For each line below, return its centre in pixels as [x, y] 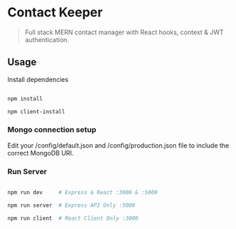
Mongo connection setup [52, 130]
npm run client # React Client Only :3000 [73, 218]
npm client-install [36, 111]
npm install [25, 98]
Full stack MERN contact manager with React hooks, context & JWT [124, 32]
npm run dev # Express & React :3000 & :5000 [83, 193]
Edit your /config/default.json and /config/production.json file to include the [118, 145]
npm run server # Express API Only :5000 [71, 205]
